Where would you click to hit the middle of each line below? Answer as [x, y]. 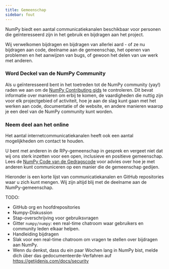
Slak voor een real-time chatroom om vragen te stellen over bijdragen [85, 240]
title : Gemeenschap [26, 10]
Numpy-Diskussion [32, 213]
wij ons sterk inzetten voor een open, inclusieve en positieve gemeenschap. [84, 156]
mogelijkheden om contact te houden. [45, 141]
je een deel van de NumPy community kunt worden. [59, 111]
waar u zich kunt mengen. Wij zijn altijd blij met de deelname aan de [76, 182]
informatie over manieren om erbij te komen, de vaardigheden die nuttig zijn [84, 95]
